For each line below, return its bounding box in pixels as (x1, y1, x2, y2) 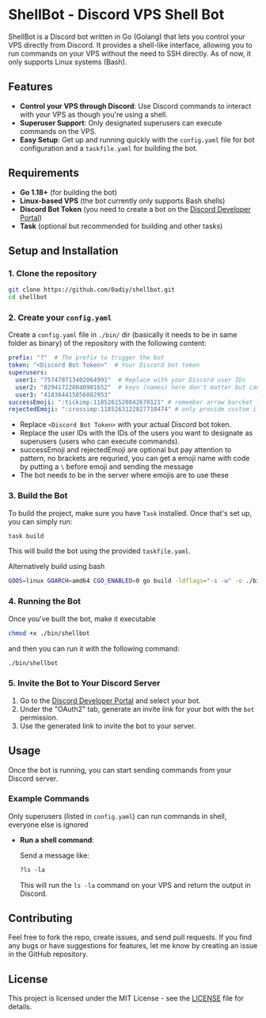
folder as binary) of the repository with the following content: (8, 339, 207, 348)
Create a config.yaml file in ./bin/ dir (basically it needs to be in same (8, 330, 237, 340)
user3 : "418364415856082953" (15, 390, 112, 398)
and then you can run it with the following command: (8, 643, 180, 653)
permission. (19, 713, 59, 722)
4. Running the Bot (8, 596, 82, 607)
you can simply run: (8, 517, 73, 526)
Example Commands (8, 793, 89, 805)
